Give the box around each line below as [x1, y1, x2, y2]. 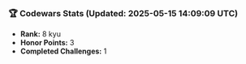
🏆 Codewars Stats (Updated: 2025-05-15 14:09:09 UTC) [8, 7, 238, 19]
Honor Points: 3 [19, 38, 75, 48]
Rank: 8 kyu [19, 29, 61, 39]
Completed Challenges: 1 [19, 46, 107, 56]
